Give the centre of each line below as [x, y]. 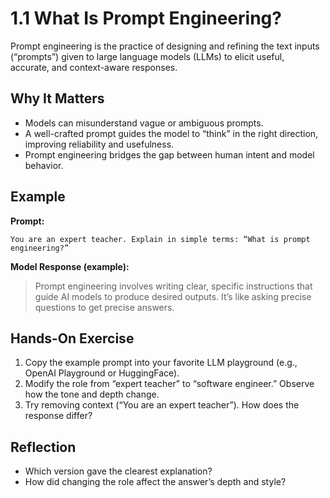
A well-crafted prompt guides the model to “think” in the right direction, [171, 133]
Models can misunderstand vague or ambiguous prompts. [144, 123]
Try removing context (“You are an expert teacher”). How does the [162, 405]
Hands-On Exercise [72, 338]
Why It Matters [57, 98]
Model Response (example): [70, 266]
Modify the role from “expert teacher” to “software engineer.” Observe [169, 384]
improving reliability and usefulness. [99, 144]
